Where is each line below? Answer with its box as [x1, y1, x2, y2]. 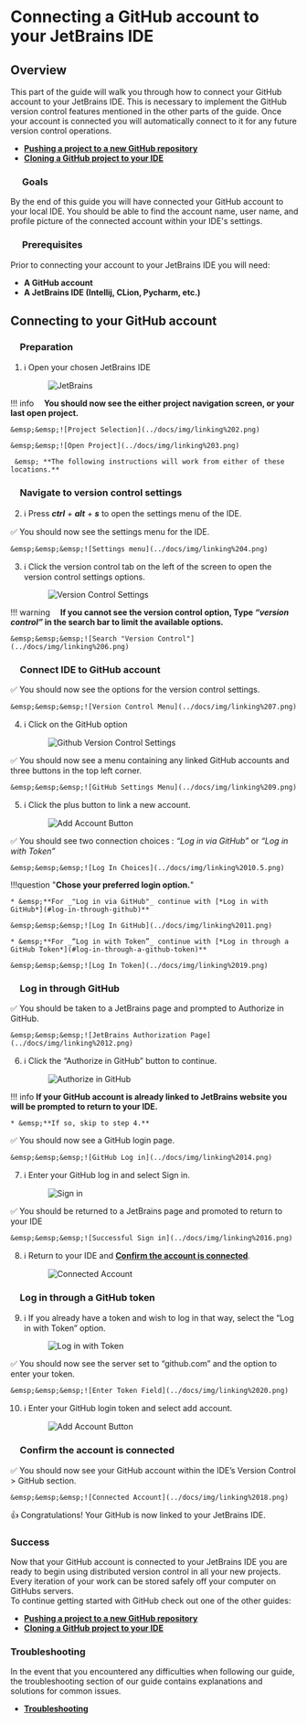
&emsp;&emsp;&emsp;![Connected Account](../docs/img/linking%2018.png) [10, 1493, 289, 1502]
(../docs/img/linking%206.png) [10, 642, 130, 651]
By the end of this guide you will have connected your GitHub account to [10, 197, 284, 207]
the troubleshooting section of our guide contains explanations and [10, 1675, 263, 1687]
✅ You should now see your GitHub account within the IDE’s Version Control [10, 1464, 296, 1475]
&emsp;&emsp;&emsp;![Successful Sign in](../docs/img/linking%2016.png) [10, 1234, 293, 1243]
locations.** [10, 465, 60, 474]
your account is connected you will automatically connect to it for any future [10, 116, 298, 126]
